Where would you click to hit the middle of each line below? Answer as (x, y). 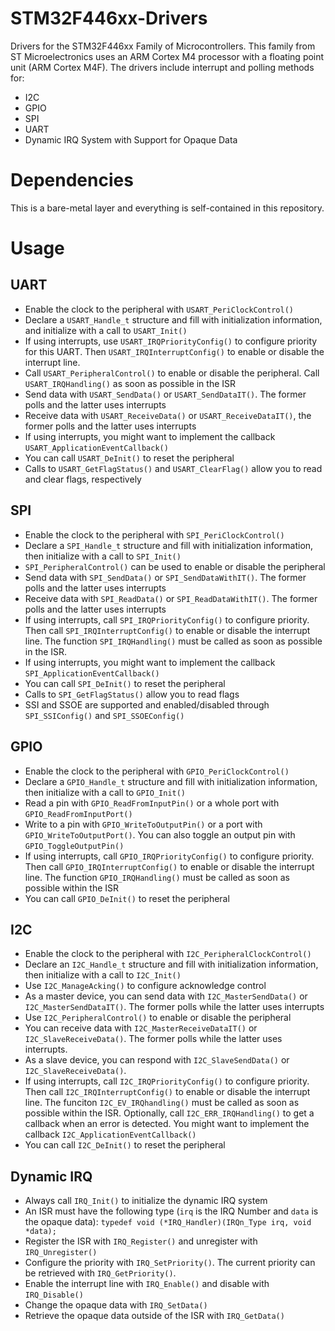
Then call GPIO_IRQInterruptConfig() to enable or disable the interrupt (169, 866)
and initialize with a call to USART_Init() (106, 330)
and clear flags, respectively (83, 479)
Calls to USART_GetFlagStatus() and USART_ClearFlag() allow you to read (173, 468)
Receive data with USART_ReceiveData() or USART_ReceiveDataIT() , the (168, 415)
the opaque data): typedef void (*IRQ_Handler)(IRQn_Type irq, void (168, 1222)
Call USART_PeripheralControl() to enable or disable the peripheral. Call (172, 373)
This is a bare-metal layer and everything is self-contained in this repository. (167, 208)
